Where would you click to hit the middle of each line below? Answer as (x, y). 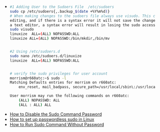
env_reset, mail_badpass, (45, 87)
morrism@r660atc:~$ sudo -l (38, 78)
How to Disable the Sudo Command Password (56, 114)
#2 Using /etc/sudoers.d (35, 51)
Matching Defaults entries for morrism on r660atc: (63, 82)
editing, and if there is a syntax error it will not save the (75, 20)
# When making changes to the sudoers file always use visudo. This (80, 16)
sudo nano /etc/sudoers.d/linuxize (46, 56)
